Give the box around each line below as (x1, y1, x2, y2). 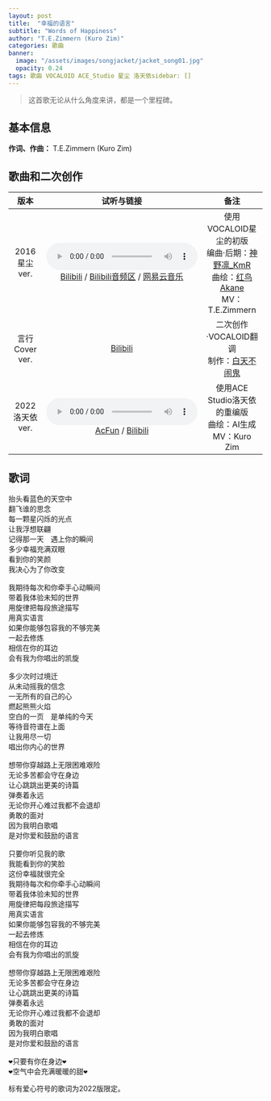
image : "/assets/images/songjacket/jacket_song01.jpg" (15, 57, 204, 65)
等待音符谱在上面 (8, 723, 65, 732)
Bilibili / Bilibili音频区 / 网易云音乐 (60, 271, 184, 282)
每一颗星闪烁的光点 (8, 515, 73, 524)
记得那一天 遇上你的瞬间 (8, 535, 94, 544)
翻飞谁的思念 (8, 505, 51, 514)
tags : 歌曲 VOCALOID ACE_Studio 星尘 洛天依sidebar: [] (8, 72, 192, 80)
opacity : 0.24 (15, 65, 63, 73)
